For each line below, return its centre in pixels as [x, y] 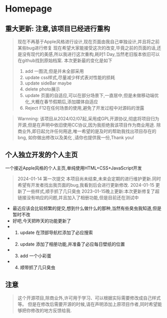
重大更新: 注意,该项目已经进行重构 [58, 28]
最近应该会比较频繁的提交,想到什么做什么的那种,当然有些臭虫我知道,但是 [87, 208]
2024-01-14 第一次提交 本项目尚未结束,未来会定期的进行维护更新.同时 [89, 179]
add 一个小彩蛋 [36, 256]
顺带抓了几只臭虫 [38, 267]
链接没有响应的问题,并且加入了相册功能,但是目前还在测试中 [78, 197]
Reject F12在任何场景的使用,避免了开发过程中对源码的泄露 [85, 108]
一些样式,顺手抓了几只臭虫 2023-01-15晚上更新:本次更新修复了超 [93, 191]
